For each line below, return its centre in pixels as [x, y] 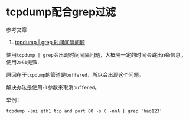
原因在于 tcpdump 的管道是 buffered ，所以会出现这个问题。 [75, 74]
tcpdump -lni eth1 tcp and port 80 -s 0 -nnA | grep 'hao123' [84, 111]
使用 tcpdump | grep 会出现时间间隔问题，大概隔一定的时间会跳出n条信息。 [96, 54]
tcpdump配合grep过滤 [61, 12]
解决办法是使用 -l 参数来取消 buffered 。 [53, 87]
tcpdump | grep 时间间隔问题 [50, 42]
